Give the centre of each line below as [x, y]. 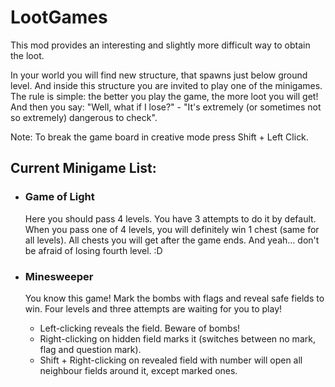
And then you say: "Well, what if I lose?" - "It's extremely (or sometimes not [166, 107]
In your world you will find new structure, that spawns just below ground [159, 75]
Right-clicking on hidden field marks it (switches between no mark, [177, 338]
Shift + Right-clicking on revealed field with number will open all [171, 360]
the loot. [27, 55]
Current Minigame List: [83, 168]
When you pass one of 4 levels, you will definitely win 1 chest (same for [172, 229]
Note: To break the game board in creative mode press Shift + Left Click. [159, 137]
